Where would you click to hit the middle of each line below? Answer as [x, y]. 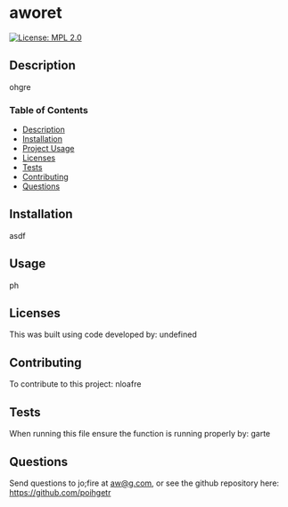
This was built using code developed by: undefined [103, 335]
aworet [36, 13]
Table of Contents [49, 110]
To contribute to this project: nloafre [75, 384]
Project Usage [48, 149]
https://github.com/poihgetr [60, 492]
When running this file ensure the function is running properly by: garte [140, 434]
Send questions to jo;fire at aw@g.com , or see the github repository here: [144, 483]
